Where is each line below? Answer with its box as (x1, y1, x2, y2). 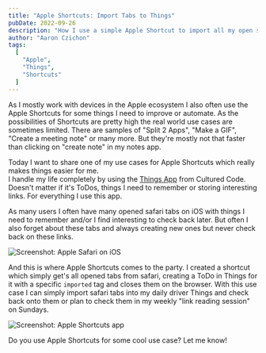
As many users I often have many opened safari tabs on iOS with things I (8, 206, 245, 216)
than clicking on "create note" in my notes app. (8, 142, 161, 152)
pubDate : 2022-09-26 (8, 19, 77, 27)
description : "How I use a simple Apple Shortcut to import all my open (8, 26, 253, 34)
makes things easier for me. (8, 166, 99, 175)
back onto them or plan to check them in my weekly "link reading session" (8, 296, 251, 305)
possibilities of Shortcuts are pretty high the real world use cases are (8, 117, 234, 126)
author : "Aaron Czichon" (8, 33, 90, 42)
